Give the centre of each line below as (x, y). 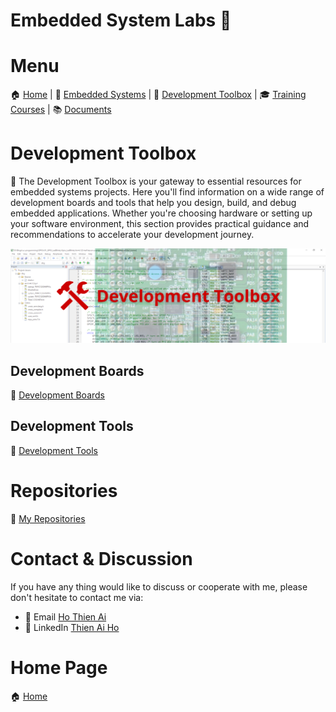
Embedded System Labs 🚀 (121, 20)
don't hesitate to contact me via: (77, 597)
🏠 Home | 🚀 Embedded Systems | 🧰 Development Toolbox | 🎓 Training (158, 95)
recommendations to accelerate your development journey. (132, 235)
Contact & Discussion (101, 558)
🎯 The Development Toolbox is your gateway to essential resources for (156, 181)
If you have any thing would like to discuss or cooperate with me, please (159, 586)
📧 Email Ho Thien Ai (65, 616)
